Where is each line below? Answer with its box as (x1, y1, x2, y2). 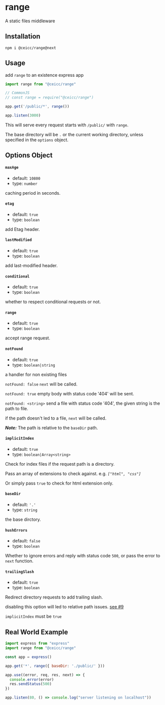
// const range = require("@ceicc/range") (5, 95, 94, 100)
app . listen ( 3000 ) (5, 113, 41, 118)
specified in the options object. (5, 137, 69, 143)
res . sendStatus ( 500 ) (9, 682, 52, 687)
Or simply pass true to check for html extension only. (5, 480, 114, 486)
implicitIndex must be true (5, 613, 62, 619)
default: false (12, 538, 41, 544)
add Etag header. (5, 226, 40, 232)
